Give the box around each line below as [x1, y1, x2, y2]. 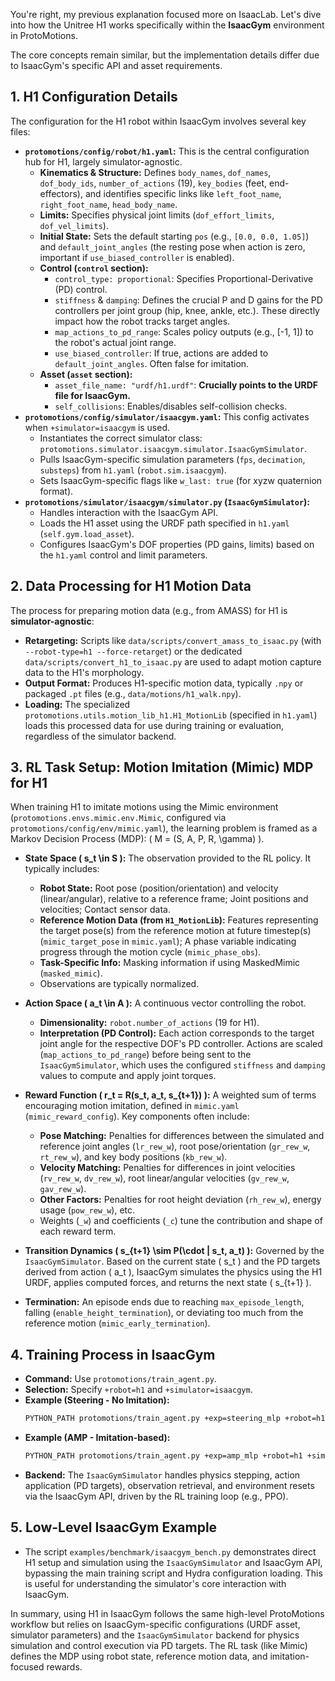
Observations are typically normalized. [39, 978, 200, 990]
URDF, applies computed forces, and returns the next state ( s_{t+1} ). [24, 1277, 312, 1289]
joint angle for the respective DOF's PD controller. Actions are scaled [39, 1038, 323, 1050]
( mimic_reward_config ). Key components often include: [24, 1110, 250, 1123]
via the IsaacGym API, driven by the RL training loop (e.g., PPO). [24, 1490, 289, 1502]
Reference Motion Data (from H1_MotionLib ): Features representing [39, 914, 319, 926]
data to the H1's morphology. [24, 666, 145, 678]
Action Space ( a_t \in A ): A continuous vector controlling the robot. [24, 997, 307, 1009]
